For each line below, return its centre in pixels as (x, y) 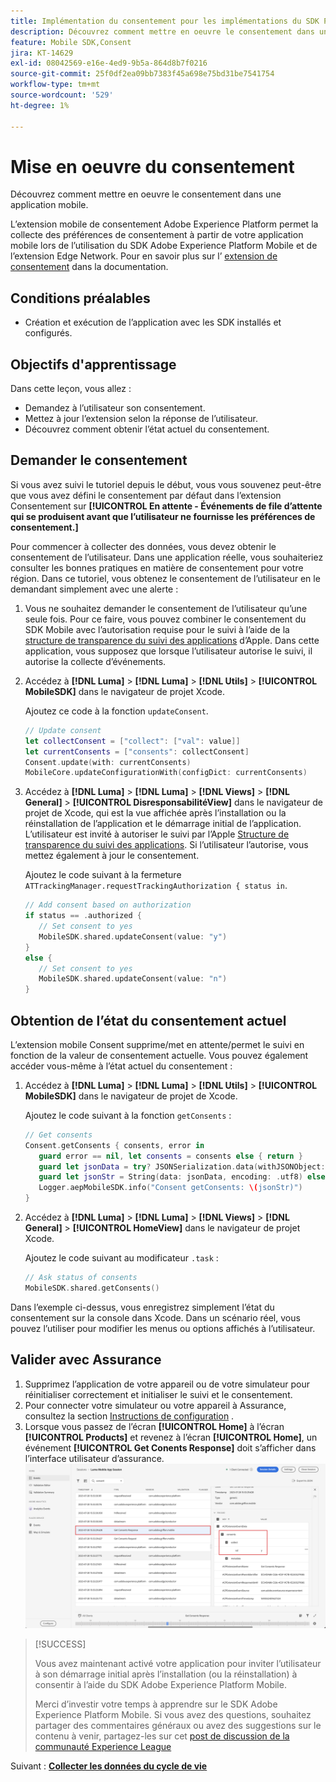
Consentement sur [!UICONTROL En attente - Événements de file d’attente (166, 506)
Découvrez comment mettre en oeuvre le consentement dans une (146, 194)
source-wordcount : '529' (62, 95)
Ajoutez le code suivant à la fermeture (103, 875)
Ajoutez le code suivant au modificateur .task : (121, 1258)
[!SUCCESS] (60, 1644)
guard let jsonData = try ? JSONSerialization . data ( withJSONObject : (182, 1166)
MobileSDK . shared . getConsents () (92, 1288)
